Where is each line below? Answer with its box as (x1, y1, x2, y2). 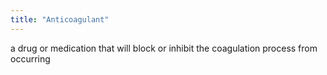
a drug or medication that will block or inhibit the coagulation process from (10, 42, 318, 54)
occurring (10, 52, 51, 65)
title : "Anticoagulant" (10, 14, 110, 25)
